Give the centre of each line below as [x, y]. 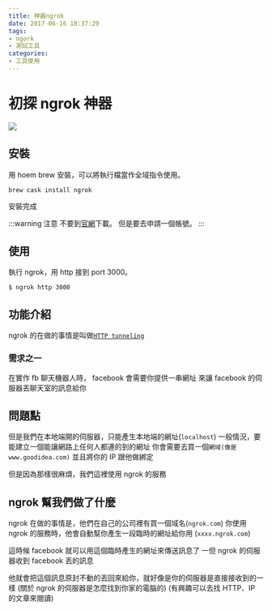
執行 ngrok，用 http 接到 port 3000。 [70, 272]
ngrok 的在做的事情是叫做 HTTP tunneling [76, 335]
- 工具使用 [24, 62]
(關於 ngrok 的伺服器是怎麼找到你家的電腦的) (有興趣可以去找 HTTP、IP [136, 588]
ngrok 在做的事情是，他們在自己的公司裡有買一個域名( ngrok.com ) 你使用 [127, 523]
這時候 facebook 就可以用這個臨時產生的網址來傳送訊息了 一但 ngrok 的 [127, 551]
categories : [28, 53]
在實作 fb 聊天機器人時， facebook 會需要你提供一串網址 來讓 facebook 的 [132, 378]
